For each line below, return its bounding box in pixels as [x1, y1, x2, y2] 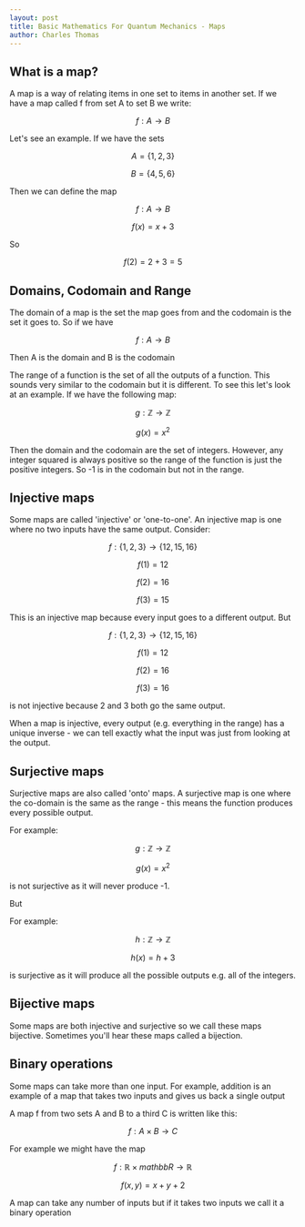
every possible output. [9, 807, 94, 818]
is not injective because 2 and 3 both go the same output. [9, 700, 226, 711]
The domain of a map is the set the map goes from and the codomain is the [9, 307, 292, 318]
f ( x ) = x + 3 [131, 221, 175, 232]
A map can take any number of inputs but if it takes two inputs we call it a [9, 1197, 285, 1208]
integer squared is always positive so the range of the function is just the [9, 454, 282, 465]
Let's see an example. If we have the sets [9, 133, 165, 144]
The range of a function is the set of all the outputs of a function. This [9, 370, 270, 380]
